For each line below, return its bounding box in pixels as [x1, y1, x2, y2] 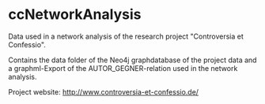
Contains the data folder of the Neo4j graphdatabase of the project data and [8, 55, 257, 65]
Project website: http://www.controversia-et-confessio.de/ [8, 87, 199, 96]
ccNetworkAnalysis [8, 6, 142, 24]
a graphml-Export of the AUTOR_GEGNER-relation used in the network [8, 63, 238, 72]
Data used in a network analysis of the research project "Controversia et [8, 32, 244, 41]
